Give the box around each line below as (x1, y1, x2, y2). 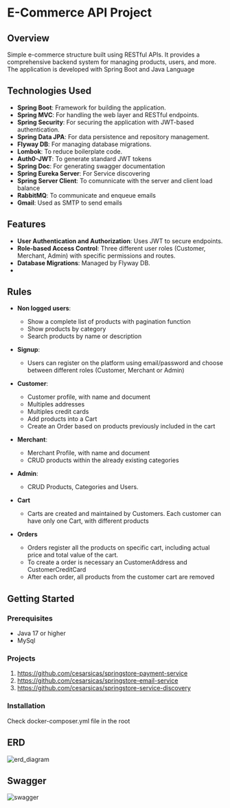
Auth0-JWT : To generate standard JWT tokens (16, 154, 152, 163)
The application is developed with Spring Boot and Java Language (7, 65, 195, 73)
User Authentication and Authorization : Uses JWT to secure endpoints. (16, 236, 223, 245)
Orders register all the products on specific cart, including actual (27, 543, 210, 552)
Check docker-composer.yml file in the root (7, 716, 130, 725)
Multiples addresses (27, 400, 85, 408)
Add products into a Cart (27, 415, 97, 423)
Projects (7, 654, 36, 663)
